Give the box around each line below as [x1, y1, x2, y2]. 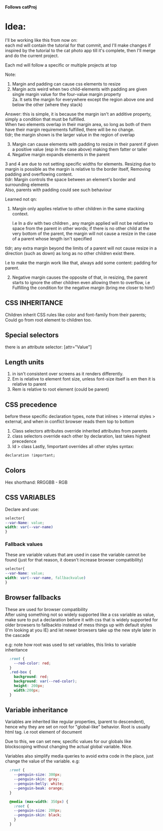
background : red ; [14, 674, 49, 679]
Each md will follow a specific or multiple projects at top [5, 62, 117, 68]
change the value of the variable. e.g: [5, 759, 80, 764]
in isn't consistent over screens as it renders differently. [12, 371, 124, 377]
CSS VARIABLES [5, 493, 56, 502]
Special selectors [5, 331, 59, 340]
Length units [5, 358, 44, 366]
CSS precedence [5, 400, 57, 409]
